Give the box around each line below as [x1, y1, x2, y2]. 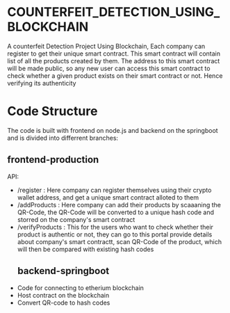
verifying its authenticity [7, 79, 76, 87]
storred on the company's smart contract [17, 215, 135, 223]
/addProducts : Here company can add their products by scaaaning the [17, 200, 221, 209]
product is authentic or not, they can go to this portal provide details [17, 230, 213, 239]
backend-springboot [17, 265, 110, 277]
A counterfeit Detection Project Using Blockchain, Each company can [7, 42, 206, 50]
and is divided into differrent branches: [7, 134, 119, 142]
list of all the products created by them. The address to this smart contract [7, 56, 220, 65]
